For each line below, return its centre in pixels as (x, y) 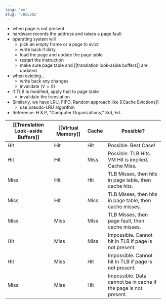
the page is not (125, 288)
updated (28, 70)
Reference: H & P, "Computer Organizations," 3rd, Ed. (67, 112)
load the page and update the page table (61, 54)
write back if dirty (38, 49)
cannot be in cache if (132, 282)
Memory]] (68, 134)
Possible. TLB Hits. (130, 153)
